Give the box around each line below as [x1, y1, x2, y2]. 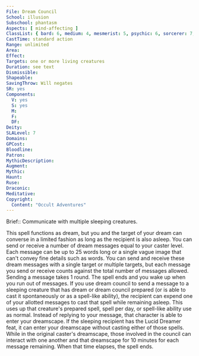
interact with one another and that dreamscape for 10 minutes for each [6, 336, 179, 344]
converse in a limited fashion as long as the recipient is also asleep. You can [6, 236, 192, 243]
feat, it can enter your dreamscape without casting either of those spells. [6, 324, 184, 331]
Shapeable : [6, 75, 33, 81]
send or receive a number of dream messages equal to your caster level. [6, 242, 184, 249]
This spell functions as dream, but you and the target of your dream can [6, 230, 182, 237]
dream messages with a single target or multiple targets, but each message [6, 261, 191, 268]
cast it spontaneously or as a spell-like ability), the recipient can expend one [6, 293, 193, 300]
